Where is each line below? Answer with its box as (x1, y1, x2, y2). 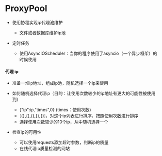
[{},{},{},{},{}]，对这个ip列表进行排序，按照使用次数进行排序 (19, 113, 139, 119)
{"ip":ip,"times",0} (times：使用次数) (19, 107, 91, 113)
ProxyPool (5, 3, 48, 14)
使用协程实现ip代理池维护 (12, 19, 63, 25)
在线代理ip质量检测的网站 (19, 146, 70, 152)
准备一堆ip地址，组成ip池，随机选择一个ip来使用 (12, 80, 108, 86)
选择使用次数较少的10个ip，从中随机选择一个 (19, 119, 109, 125)
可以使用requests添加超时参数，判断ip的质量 (19, 140, 109, 145)
